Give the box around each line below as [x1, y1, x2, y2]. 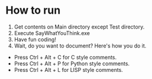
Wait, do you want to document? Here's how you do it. [14, 42, 147, 49]
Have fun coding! [14, 36, 57, 43]
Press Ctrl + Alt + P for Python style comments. [14, 60, 130, 67]
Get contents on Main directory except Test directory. [14, 23, 145, 30]
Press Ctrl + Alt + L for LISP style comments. [14, 66, 124, 73]
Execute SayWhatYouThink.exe [14, 29, 90, 36]
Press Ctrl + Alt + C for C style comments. [14, 53, 117, 61]
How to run [5, 4, 61, 17]
